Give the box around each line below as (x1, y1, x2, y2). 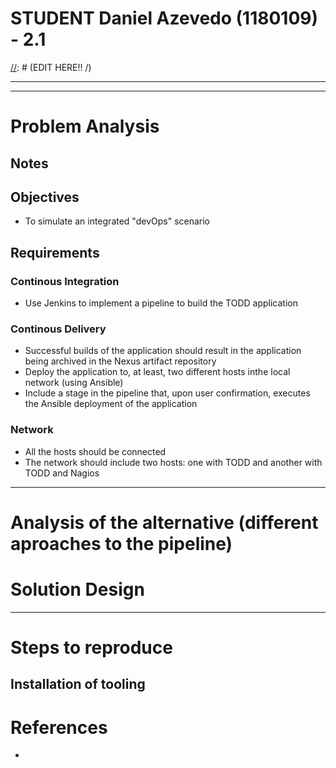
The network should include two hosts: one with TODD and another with (24, 456, 323, 468)
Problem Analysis (10, 115, 160, 138)
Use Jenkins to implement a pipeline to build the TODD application (24, 297, 298, 309)
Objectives (10, 188, 80, 206)
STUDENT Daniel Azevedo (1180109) (10, 7, 319, 30)
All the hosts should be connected (24, 445, 167, 457)
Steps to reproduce (10, 636, 173, 659)
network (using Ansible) (24, 377, 124, 389)
